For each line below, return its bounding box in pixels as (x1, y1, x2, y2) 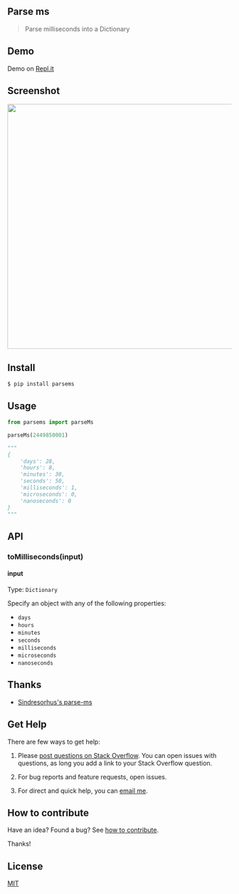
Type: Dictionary (7, 585, 58, 593)
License (7, 860, 43, 872)
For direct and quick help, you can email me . (17, 786, 148, 795)
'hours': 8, (20, 464, 55, 472)
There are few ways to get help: (7, 737, 101, 746)
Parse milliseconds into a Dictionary (24, 24, 130, 33)
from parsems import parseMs (7, 419, 94, 426)
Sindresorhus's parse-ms (17, 697, 92, 706)
